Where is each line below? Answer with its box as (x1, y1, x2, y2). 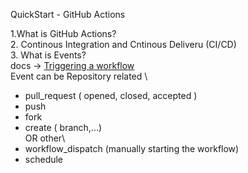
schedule (24, 154, 64, 165)
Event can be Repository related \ (10, 70, 148, 82)
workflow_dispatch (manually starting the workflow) (24, 143, 240, 154)
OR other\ (24, 132, 66, 144)
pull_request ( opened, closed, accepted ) (24, 90, 198, 101)
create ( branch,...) (24, 122, 103, 133)
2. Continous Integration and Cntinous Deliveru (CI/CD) (10, 39, 237, 50)
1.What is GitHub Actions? (10, 28, 117, 39)
